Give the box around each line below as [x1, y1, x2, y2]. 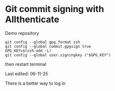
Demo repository [5, 30, 39, 36]
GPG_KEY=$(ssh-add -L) [5, 48, 52, 53]
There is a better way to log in [5, 80, 65, 86]
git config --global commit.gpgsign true [5, 44, 91, 49]
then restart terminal [5, 61, 47, 67]
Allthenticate [5, 14, 59, 25]
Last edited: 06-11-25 [5, 70, 48, 77]
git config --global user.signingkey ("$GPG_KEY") [5, 53, 111, 58]
